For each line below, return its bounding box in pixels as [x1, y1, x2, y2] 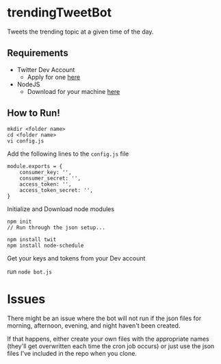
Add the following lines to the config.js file [7, 149, 129, 158]
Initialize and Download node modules [7, 204, 115, 213]
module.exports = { [7, 162, 63, 169]
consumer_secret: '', [19, 175, 81, 182]
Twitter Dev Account [16, 65, 75, 73]
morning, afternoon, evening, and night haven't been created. [7, 321, 181, 330]
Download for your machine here [27, 87, 120, 95]
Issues [7, 291, 46, 306]
